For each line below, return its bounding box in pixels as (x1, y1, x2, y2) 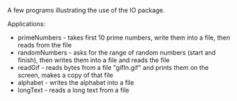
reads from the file (17, 41, 72, 49)
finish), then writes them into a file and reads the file (17, 56, 170, 64)
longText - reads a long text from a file (17, 86, 129, 94)
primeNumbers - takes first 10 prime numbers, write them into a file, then (17, 33, 231, 42)
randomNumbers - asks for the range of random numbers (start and (17, 49, 216, 57)
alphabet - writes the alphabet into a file (17, 78, 134, 87)
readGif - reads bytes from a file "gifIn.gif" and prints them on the (17, 64, 209, 71)
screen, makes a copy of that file (17, 71, 113, 79)
